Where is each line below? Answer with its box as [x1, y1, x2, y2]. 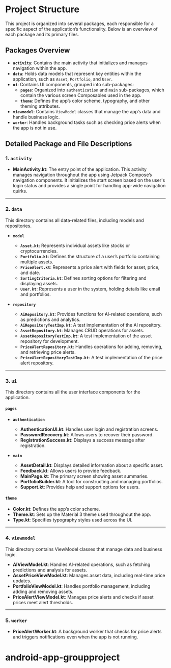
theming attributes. [20, 103, 60, 109]
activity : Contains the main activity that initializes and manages [12, 60, 148, 66]
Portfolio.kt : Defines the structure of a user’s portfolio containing [20, 253, 160, 259]
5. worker [5, 616, 27, 624]
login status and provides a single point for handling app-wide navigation [12, 183, 166, 189]
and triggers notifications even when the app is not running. [12, 634, 138, 640]
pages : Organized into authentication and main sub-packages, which [20, 87, 164, 93]
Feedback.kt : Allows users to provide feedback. [20, 468, 122, 474]
